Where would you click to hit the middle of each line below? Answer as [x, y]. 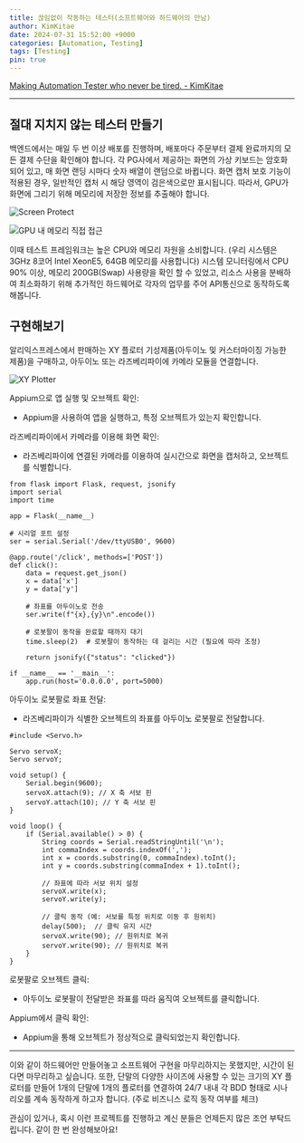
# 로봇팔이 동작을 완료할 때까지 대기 [84, 632]
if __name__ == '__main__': [62, 673]
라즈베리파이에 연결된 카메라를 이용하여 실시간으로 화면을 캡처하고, [140, 456]
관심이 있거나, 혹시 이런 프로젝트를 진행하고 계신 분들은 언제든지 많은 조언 [138, 1118]
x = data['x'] [52, 581]
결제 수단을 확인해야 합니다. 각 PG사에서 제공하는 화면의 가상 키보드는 [141, 159]
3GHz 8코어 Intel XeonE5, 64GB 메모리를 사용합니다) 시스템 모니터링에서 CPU [149, 261]
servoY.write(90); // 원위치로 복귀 [105, 946]
